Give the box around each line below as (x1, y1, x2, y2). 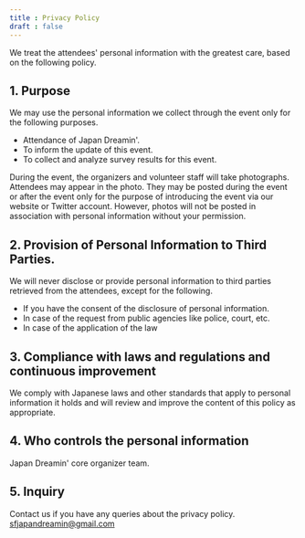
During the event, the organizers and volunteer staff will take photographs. (9, 172, 290, 183)
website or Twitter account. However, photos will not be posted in (9, 201, 257, 212)
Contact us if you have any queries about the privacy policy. (9, 508, 236, 519)
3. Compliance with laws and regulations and (9, 349, 271, 364)
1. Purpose (9, 83, 71, 99)
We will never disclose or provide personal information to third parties (9, 276, 272, 287)
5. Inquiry (9, 484, 66, 500)
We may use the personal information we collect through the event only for (9, 107, 291, 119)
